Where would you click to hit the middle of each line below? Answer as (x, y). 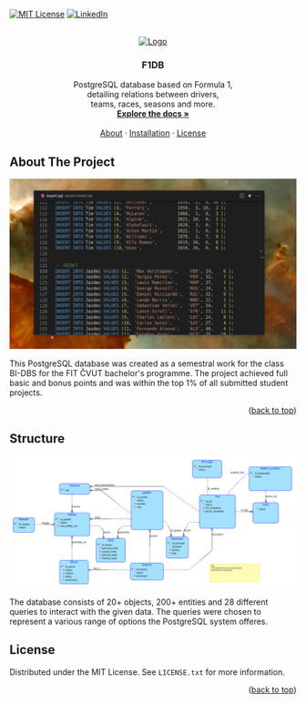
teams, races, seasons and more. (153, 104)
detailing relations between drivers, (153, 95)
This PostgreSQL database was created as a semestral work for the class (147, 363)
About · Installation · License (153, 133)
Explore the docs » (153, 114)
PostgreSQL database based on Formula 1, (153, 85)
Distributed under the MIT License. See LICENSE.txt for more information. (147, 672)
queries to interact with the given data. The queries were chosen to (135, 612)
